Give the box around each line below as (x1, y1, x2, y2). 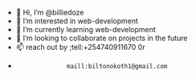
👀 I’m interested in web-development (15, 16, 139, 26)
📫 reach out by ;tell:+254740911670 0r (15, 43, 146, 51)
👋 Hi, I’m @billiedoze (15, 8, 84, 17)
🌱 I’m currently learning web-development (15, 25, 157, 34)
